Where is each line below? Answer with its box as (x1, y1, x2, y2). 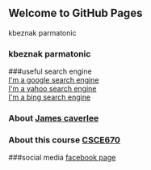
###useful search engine (8, 66, 92, 76)
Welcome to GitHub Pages (8, 6, 143, 20)
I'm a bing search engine (8, 92, 91, 102)
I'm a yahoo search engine (8, 84, 97, 94)
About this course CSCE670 (8, 134, 121, 145)
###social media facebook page (8, 153, 116, 163)
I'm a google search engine (8, 75, 99, 85)
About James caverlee (8, 113, 99, 124)
